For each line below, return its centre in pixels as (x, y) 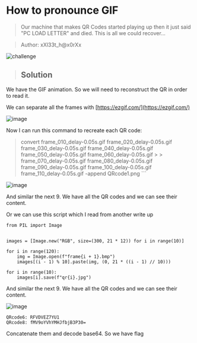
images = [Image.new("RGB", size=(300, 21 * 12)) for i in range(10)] (95, 241)
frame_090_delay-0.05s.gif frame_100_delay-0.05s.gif (86, 167)
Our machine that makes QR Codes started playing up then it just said (106, 27)
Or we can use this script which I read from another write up (80, 214)
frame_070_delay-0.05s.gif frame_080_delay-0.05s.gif (87, 161)
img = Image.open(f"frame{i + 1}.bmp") (66, 257)
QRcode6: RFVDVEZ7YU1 (33, 317)
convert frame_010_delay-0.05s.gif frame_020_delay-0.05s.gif (96, 142)
